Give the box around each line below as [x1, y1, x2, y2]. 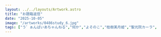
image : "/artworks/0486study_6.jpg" [5, 20, 79, 25]
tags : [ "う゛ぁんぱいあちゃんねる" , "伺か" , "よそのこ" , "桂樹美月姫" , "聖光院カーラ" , [5, 25, 157, 30]
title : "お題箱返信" [5, 12, 43, 16]
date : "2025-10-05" [5, 16, 44, 21]
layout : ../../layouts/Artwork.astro [5, 7, 81, 12]
